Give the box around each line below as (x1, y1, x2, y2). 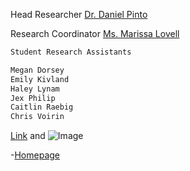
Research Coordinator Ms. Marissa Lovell (10, 28, 180, 39)
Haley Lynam (10, 84, 60, 94)
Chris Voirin (10, 112, 65, 122)
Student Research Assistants (10, 47, 132, 57)
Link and (10, 130, 46, 142)
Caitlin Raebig (10, 102, 74, 113)
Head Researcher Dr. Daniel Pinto (10, 9, 148, 20)
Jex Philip (10, 93, 56, 103)
